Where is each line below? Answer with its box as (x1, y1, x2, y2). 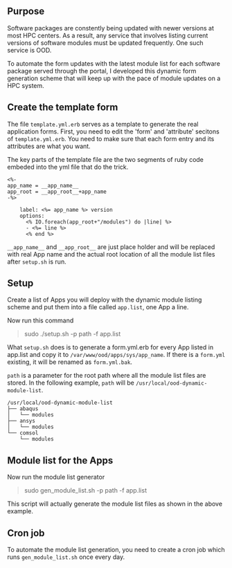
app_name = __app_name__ (7, 182, 79, 189)
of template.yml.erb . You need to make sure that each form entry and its (7, 134, 215, 143)
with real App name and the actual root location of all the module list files (7, 250, 215, 258)
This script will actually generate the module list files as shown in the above (7, 500, 223, 508)
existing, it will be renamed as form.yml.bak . (7, 358, 133, 366)
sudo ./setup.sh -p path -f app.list (24, 330, 121, 338)
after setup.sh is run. (7, 257, 67, 266)
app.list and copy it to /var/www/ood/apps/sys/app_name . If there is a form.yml (7, 351, 226, 359)
